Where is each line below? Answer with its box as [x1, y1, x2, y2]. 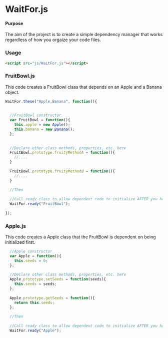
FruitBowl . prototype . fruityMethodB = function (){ [9, 169, 115, 174]
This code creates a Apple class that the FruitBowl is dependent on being [5, 234, 156, 240]
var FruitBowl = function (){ [9, 118, 70, 123]
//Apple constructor [9, 249, 52, 254]
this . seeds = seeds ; [14, 281, 57, 286]
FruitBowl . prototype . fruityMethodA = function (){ [9, 150, 115, 155]
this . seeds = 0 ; [14, 258, 48, 263]
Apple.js [5, 222, 26, 229]
